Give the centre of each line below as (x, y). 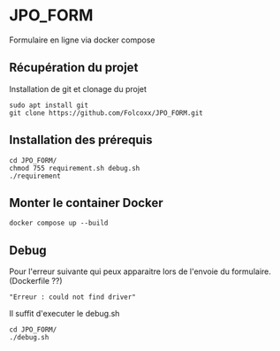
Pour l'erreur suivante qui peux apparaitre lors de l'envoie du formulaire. (140, 271)
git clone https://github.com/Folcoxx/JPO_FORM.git (106, 113)
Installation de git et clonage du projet (78, 88)
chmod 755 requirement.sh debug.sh (75, 168)
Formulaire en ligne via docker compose (82, 40)
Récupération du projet (74, 68)
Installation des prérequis (81, 140)
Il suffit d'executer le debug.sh (64, 314)
